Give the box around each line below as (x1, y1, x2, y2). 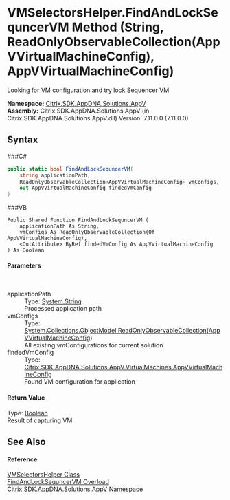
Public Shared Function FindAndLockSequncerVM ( (7, 217, 149, 224)
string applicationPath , (19, 172, 91, 179)
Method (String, (71, 19, 164, 35)
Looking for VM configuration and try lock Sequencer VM (7, 86, 170, 94)
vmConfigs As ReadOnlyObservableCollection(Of (19, 229, 155, 236)
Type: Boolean (7, 409, 48, 417)
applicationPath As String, (19, 223, 100, 230)
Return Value (7, 393, 45, 402)
